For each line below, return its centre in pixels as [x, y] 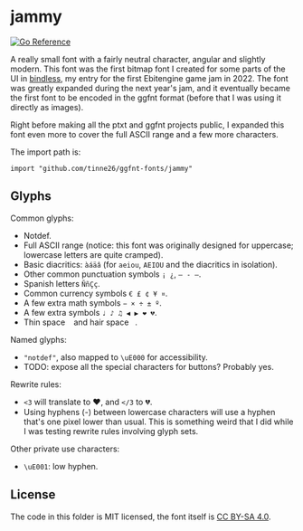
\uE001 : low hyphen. [61, 466]
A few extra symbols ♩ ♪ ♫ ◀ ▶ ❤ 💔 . [90, 312]
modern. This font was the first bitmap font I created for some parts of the [148, 69]
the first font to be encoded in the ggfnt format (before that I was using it [146, 98]
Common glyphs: [42, 218]
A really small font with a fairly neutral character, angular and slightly [138, 59]
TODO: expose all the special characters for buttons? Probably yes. [148, 366]
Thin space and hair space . [80, 322]
